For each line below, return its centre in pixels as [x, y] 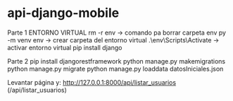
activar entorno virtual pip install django [65, 47]
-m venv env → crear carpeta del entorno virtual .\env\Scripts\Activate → [113, 40]
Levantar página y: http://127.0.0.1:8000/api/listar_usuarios [92, 82]
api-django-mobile [63, 13]
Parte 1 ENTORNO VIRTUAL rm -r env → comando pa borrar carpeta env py [117, 32]
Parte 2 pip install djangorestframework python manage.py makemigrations [116, 61]
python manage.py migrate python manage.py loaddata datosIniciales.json [115, 69]
